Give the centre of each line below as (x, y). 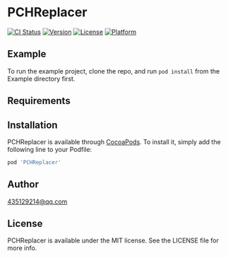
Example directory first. (41, 78)
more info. (22, 248)
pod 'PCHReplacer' (34, 162)
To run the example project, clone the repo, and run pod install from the (114, 71)
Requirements (39, 101)
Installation (32, 125)
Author (23, 184)
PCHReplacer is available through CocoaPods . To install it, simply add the (114, 141)
